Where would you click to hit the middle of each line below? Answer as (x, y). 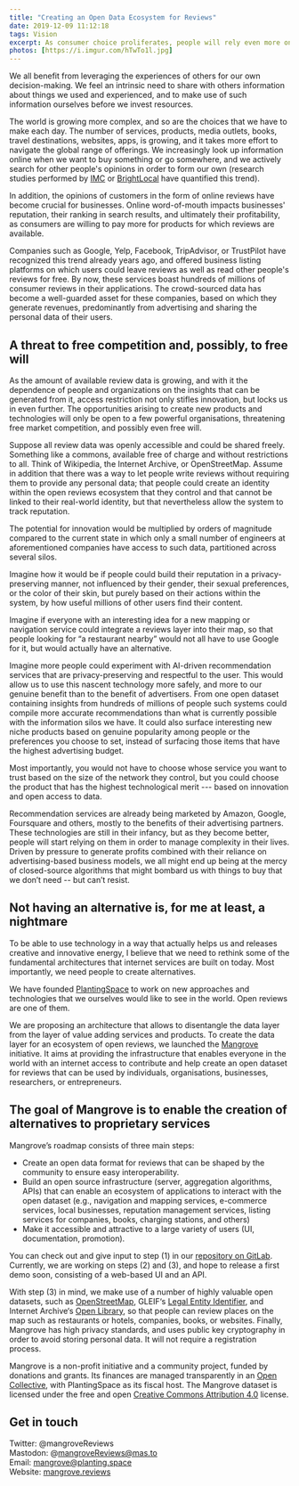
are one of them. (40, 1008)
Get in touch (44, 1422)
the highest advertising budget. (67, 750)
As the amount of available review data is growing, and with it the (129, 380)
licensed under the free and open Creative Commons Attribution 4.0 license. (149, 1394)
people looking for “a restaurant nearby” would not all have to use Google (144, 639)
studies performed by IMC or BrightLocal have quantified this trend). (135, 178)
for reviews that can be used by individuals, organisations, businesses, (139, 1072)
